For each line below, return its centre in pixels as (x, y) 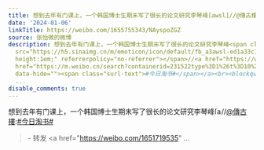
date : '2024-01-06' (40, 23)
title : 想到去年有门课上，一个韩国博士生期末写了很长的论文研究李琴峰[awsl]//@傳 (127, 15)
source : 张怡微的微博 (40, 37)
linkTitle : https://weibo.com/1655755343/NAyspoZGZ (94, 30)
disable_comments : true (47, 88)
